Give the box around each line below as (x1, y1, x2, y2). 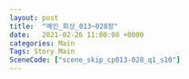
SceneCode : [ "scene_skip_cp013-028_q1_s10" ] (9, 55, 181, 64)
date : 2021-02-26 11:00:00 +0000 (9, 30, 144, 39)
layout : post (9, 13, 59, 23)
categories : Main (9, 38, 75, 48)
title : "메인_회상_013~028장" (9, 22, 118, 31)
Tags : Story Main (9, 47, 75, 56)
